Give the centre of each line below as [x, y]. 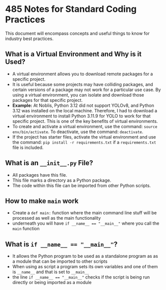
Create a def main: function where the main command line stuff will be [84, 213]
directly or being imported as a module [52, 283]
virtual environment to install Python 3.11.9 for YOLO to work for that [82, 116]
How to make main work [42, 201]
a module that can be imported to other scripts [60, 261]
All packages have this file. [40, 175]
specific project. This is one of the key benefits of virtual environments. [85, 121]
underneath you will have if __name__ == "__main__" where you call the [86, 223]
